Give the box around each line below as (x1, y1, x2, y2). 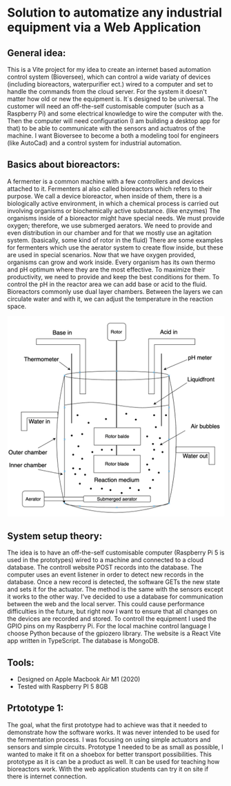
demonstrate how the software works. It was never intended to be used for (7, 728, 220, 736)
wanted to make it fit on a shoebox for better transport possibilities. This (7, 750, 212, 758)
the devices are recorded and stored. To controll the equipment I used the (7, 615, 217, 623)
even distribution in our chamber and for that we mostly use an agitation (7, 228, 212, 236)
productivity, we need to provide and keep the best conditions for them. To (7, 272, 220, 281)
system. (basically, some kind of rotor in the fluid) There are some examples (7, 236, 223, 244)
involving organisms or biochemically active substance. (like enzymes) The (7, 206, 221, 215)
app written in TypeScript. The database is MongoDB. (7, 637, 160, 645)
